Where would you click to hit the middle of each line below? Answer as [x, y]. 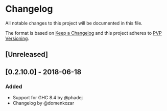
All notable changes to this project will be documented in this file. [74, 23]
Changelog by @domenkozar [43, 103]
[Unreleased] [27, 54]
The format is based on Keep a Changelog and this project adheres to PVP [83, 33]
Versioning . [17, 38]
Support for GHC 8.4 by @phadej [47, 98]
